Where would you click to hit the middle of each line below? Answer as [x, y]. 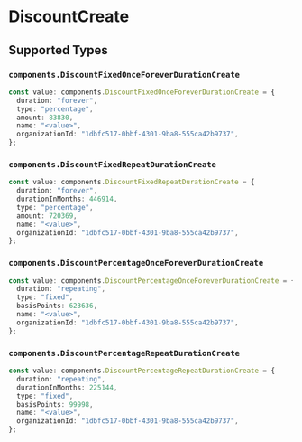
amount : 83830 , [45, 118]
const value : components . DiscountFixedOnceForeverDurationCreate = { [142, 92]
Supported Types [59, 50]
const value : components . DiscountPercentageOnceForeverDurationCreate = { [152, 281]
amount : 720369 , [47, 216]
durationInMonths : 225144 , [67, 387]
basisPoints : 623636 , [57, 306]
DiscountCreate [69, 17]
